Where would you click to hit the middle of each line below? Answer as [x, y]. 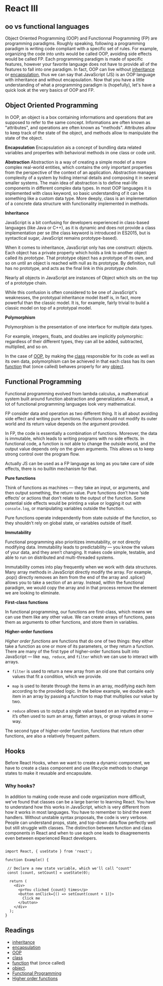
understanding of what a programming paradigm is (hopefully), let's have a [80, 85]
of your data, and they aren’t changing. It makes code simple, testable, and [80, 552]
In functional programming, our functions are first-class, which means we [79, 612]
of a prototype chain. [26, 283]
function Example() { [27, 860]
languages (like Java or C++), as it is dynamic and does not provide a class [80, 227]
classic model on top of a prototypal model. [49, 308]
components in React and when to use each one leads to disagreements [77, 833]
